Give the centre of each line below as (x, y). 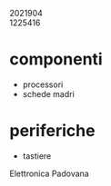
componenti (56, 59)
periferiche (52, 131)
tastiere (37, 156)
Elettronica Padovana (49, 173)
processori (43, 84)
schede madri (48, 93)
